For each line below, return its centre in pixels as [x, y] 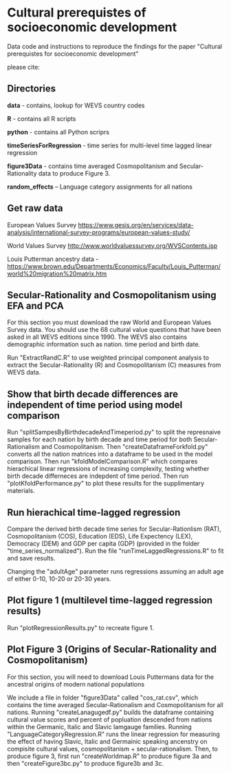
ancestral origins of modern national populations [76, 684]
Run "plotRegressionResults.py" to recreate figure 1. [81, 627]
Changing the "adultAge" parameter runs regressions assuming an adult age [115, 572]
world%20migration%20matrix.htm [57, 273]
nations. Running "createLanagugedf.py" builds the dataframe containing [111, 712]
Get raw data [35, 208]
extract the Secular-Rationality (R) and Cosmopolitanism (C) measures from [114, 365]
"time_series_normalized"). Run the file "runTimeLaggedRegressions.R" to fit [115, 551]
